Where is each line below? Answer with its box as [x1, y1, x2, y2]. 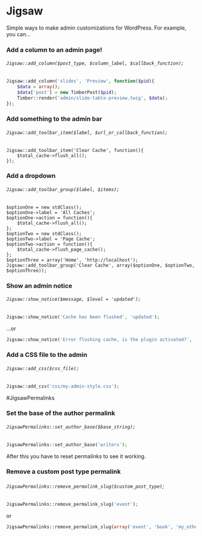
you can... [6, 30, 31, 37]
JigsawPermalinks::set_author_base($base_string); [6, 424, 136, 430]
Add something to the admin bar [6, 115, 102, 123]
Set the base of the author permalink [6, 409, 115, 417]
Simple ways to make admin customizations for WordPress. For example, [6, 24, 186, 31]
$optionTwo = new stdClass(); [6, 230, 82, 236]
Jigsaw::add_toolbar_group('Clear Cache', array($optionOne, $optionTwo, [6, 262, 195, 268]
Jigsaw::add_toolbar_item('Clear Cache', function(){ [6, 147, 144, 153]
